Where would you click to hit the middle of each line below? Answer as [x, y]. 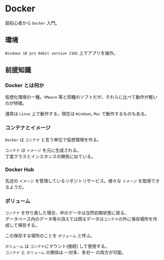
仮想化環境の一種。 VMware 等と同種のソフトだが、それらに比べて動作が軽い [81, 97]
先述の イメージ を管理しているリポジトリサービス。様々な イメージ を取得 [78, 181]
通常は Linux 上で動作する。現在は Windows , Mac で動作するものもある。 [77, 114]
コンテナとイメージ [28, 128]
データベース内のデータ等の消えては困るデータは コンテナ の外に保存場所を [79, 219]
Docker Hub [20, 169]
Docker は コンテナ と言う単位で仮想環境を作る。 [53, 140]
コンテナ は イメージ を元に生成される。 [43, 150]
